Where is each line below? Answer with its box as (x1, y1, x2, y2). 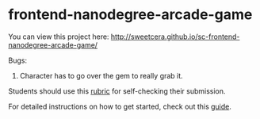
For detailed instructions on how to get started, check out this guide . (8, 102, 232, 111)
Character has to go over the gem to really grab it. (19, 71, 184, 80)
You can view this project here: (8, 32, 109, 41)
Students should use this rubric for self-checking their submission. (8, 86, 226, 96)
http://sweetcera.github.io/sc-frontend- (110, 32, 240, 41)
